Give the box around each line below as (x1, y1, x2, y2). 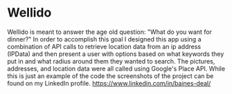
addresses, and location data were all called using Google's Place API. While (7, 64, 226, 73)
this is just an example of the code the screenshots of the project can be (7, 71, 214, 80)
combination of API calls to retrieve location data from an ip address (7, 42, 202, 50)
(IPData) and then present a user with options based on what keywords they (7, 50, 224, 58)
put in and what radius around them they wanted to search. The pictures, (7, 57, 215, 65)
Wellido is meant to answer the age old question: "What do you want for (7, 28, 213, 36)
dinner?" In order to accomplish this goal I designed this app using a (7, 35, 202, 43)
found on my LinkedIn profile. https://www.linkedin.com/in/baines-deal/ (7, 79, 211, 87)
